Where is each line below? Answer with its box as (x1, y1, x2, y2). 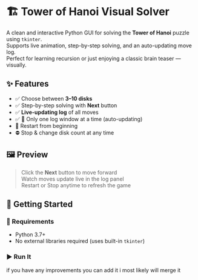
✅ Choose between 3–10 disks (15, 95, 93, 102)
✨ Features (6, 79, 49, 89)
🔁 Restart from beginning (15, 122, 78, 129)
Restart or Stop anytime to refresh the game (21, 181, 131, 188)
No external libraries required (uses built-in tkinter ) (15, 238, 145, 245)
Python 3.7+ (15, 231, 46, 238)
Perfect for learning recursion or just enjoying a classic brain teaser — (6, 55, 181, 62)
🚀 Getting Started (6, 199, 73, 209)
